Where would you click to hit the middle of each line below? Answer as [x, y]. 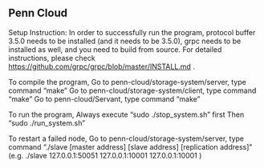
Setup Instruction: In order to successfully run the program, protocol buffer [132, 32]
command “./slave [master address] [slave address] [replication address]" [130, 146]
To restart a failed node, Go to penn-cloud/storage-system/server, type [126, 138]
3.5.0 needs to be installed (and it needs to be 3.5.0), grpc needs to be [125, 41]
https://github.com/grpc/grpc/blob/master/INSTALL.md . [102, 66]
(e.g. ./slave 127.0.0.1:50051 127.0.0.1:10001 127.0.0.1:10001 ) [105, 155]
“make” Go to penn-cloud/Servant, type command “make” [104, 98]
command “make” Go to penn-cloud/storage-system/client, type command [132, 90]
